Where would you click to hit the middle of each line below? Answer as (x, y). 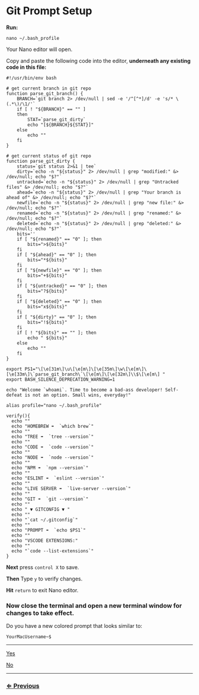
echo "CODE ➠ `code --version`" (53, 447)
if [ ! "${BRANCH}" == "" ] (51, 109)
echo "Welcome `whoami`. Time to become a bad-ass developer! (84, 390)
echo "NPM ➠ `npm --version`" (50, 467)
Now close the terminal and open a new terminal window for (94, 605)
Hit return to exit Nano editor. (42, 590)
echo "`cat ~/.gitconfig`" (45, 520)
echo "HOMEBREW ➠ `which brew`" (53, 426)
